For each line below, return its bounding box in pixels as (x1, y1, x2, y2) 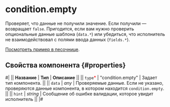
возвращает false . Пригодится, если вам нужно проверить (5, 25, 134, 31)
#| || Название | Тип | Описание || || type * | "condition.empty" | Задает (5, 75, 157, 81)
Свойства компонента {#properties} (5, 61, 126, 69)
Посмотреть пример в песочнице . (5, 46, 80, 52)
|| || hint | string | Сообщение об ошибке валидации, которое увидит (5, 90, 154, 97)
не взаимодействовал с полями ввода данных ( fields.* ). (5, 37, 130, 43)
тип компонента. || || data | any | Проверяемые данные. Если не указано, (5, 80, 164, 86)
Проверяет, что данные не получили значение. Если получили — (5, 20, 147, 26)
